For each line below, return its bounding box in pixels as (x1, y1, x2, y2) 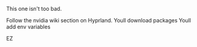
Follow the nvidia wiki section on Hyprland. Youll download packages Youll (6, 17, 192, 23)
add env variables (6, 23, 51, 30)
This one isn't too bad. (6, 5, 62, 12)
